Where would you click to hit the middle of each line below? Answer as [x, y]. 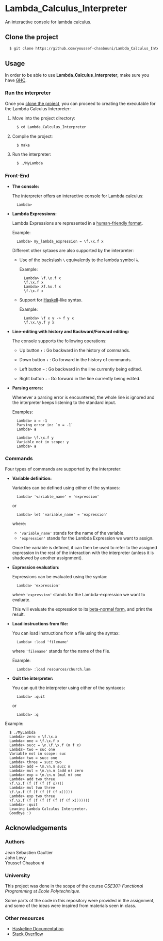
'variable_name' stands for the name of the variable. [72, 533]
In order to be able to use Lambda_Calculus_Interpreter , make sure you [77, 75]
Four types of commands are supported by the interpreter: [64, 469]
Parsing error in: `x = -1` [45, 425]
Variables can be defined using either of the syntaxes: [66, 487]
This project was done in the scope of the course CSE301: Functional [74, 886]
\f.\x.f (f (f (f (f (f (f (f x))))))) [50, 800]
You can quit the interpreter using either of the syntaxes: [68, 688]
